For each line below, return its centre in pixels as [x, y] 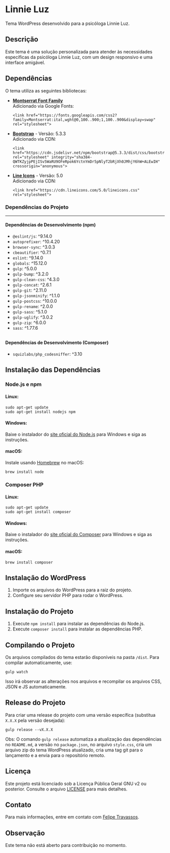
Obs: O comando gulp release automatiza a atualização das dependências [83, 739]
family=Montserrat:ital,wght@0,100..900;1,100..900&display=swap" [84, 120]
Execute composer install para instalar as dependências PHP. [77, 629]
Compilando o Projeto [40, 645]
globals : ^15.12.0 [30, 263]
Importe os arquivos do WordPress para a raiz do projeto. [72, 590]
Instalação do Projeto [39, 611]
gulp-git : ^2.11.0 [30, 290]
